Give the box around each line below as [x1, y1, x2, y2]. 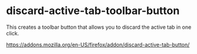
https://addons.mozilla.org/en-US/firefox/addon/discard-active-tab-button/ [6, 41, 190, 48]
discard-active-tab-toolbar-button [6, 4, 180, 18]
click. [6, 29, 20, 36]
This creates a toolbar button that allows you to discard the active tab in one [6, 23, 192, 31]
